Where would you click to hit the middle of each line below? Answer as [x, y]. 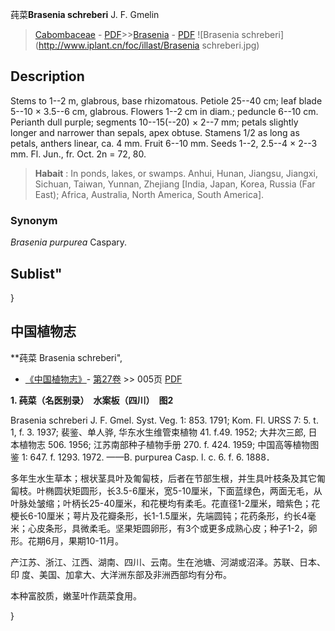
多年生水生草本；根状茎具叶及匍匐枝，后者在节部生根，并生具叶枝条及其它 [163, 478]
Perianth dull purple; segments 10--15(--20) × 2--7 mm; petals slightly [154, 122]
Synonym [34, 220]
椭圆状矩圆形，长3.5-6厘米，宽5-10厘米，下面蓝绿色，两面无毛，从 [183, 490]
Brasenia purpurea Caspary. [69, 242]
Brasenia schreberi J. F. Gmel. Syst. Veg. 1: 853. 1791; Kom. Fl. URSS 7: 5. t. [164, 420]
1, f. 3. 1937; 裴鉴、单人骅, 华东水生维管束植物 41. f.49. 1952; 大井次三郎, [158, 432]
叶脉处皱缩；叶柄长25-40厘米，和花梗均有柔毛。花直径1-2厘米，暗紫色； [161, 503]
